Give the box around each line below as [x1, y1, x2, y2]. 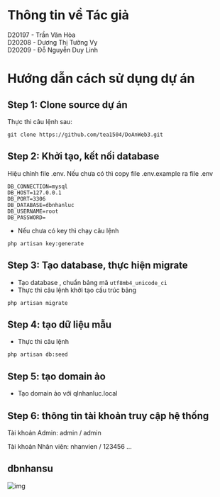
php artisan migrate [7, 299, 69, 306]
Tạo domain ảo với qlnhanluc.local [17, 389, 118, 398]
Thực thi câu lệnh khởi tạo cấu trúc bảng [17, 286, 137, 294]
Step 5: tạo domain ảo [7, 370, 106, 382]
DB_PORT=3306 [7, 195, 46, 202]
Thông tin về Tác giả [7, 7, 130, 23]
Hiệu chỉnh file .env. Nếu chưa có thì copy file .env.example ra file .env [7, 169, 214, 177]
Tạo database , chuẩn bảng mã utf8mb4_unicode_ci [17, 278, 167, 286]
